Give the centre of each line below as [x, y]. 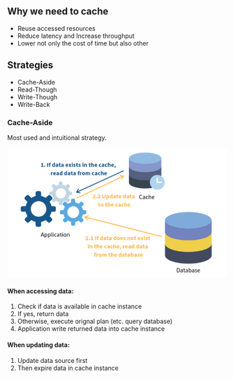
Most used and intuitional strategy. [57, 137]
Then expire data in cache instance [68, 368]
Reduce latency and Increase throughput [76, 36]
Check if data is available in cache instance [80, 306]
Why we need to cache [58, 12]
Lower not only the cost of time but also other [83, 43]
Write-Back [33, 104]
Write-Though [37, 96]
